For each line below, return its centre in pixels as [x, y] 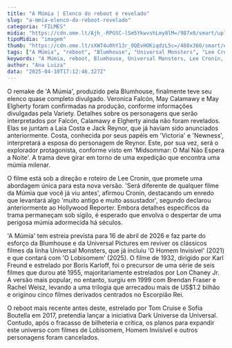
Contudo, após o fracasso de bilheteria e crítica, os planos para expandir [111, 322]
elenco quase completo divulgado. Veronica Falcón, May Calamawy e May [113, 98]
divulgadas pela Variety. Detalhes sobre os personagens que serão [103, 113]
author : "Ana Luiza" [37, 65]
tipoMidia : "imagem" [37, 39]
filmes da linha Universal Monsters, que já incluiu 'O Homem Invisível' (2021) [116, 250]
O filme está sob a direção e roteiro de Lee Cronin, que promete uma [105, 178]
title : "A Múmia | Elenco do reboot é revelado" [78, 13]
